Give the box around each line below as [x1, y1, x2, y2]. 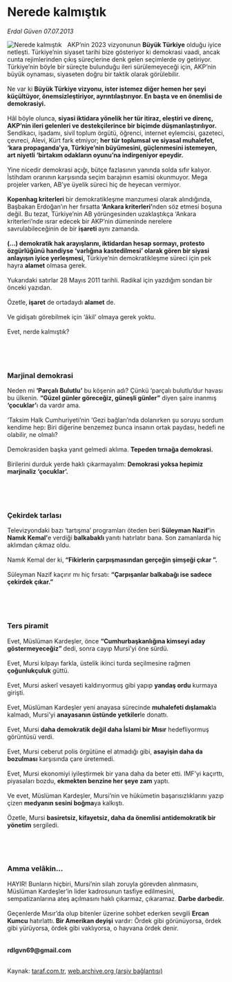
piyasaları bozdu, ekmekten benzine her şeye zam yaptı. [7, 776, 171, 785]
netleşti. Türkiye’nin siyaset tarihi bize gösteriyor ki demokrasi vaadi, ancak [7, 48, 220, 56]
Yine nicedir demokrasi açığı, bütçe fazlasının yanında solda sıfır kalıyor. [7, 166, 212, 174]
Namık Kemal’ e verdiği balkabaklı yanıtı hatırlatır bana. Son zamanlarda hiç [7, 534, 222, 542]
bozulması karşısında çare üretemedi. [7, 754, 115, 762]
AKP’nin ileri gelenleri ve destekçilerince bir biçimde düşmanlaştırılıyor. [7, 121, 217, 130]
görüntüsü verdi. [7, 732, 55, 741]
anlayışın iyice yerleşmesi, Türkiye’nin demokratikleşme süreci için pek [7, 253, 212, 262]
